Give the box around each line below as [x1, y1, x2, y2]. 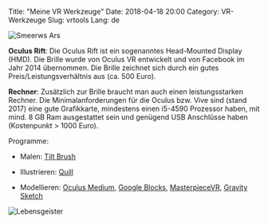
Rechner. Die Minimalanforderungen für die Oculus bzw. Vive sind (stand [8, 96, 247, 104]
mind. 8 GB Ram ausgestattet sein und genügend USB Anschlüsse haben [8, 112, 249, 122]
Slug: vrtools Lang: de [47, 15, 120, 25]
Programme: [8, 136, 49, 146]
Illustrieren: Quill [19, 167, 74, 176]
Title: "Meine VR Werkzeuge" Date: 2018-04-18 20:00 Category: [8, 7, 220, 16]
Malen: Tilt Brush [19, 151, 77, 161]
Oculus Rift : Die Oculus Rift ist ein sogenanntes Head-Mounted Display [8, 46, 242, 55]
